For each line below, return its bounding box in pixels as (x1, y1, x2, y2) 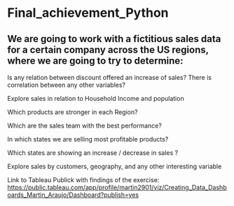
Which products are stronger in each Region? (7, 108, 138, 116)
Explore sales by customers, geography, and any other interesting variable (7, 163, 222, 170)
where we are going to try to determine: (7, 55, 184, 67)
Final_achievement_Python (7, 5, 170, 21)
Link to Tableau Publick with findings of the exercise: (7, 176, 160, 184)
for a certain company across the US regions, (7, 43, 209, 55)
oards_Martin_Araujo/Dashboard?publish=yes (7, 191, 139, 199)
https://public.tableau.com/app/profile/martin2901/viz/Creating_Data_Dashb (7, 184, 227, 191)
